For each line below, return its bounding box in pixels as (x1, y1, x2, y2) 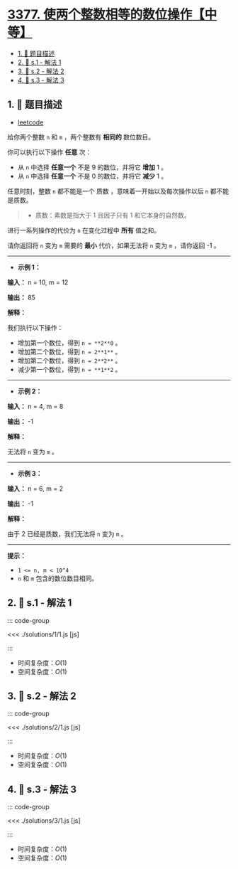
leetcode (17, 118, 44, 127)
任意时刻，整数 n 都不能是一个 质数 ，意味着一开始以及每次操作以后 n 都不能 (7, 186, 229, 196)
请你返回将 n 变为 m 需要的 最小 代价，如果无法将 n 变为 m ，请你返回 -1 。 (7, 241, 221, 250)
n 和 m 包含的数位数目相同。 (17, 574, 98, 582)
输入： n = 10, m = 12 (7, 278, 69, 287)
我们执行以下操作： (7, 323, 64, 331)
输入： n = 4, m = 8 (7, 402, 64, 410)
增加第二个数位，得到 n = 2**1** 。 (17, 347, 122, 356)
